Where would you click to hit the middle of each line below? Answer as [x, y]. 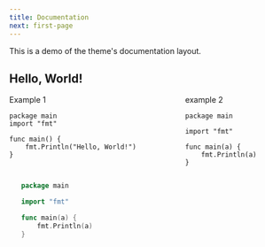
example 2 [204, 100]
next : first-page [41, 26]
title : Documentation [49, 17]
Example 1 [27, 100]
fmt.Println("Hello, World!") [81, 147]
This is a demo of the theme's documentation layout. [105, 50]
